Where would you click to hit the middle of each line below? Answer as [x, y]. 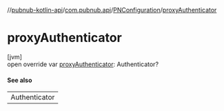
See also [20, 80]
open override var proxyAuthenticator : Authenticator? [83, 64]
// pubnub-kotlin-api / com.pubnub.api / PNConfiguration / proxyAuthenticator [112, 10]
